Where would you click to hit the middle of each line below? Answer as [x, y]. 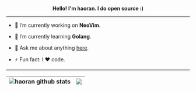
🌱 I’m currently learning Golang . [53, 36]
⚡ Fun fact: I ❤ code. [40, 60]
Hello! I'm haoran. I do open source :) [98, 8]
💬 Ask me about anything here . [52, 48]
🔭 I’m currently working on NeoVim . [57, 25]
